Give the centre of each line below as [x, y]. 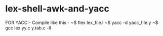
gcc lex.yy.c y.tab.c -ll [28, 27]
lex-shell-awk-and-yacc [57, 9]
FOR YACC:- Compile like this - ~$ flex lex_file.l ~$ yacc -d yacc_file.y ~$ [82, 22]
